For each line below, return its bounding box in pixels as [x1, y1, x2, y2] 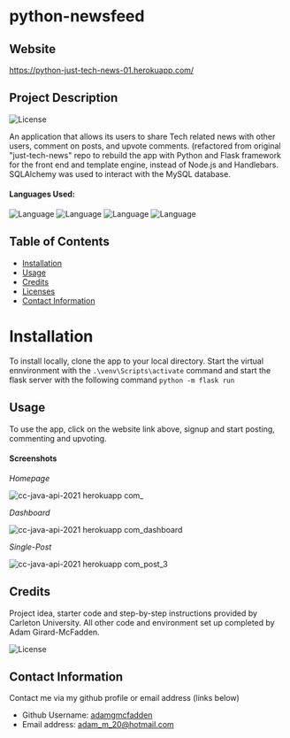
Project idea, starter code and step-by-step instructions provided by [9, 608, 258, 619]
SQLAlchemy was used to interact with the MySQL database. [9, 168, 232, 179]
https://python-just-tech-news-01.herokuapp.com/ [9, 65, 195, 75]
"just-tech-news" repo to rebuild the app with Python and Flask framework [9, 150, 281, 160]
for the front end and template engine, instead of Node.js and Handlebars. [9, 159, 279, 170]
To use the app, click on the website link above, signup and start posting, [9, 423, 276, 434]
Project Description [9, 90, 118, 105]
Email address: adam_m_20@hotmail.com [21, 719, 174, 730]
